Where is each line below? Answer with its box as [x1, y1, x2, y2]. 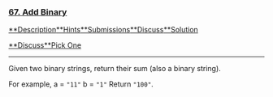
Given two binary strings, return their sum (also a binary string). [8, 64, 221, 74]
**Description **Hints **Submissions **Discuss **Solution [8, 25, 199, 35]
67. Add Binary [8, 6, 67, 18]
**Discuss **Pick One [8, 40, 82, 50]
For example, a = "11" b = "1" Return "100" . [8, 79, 154, 89]
